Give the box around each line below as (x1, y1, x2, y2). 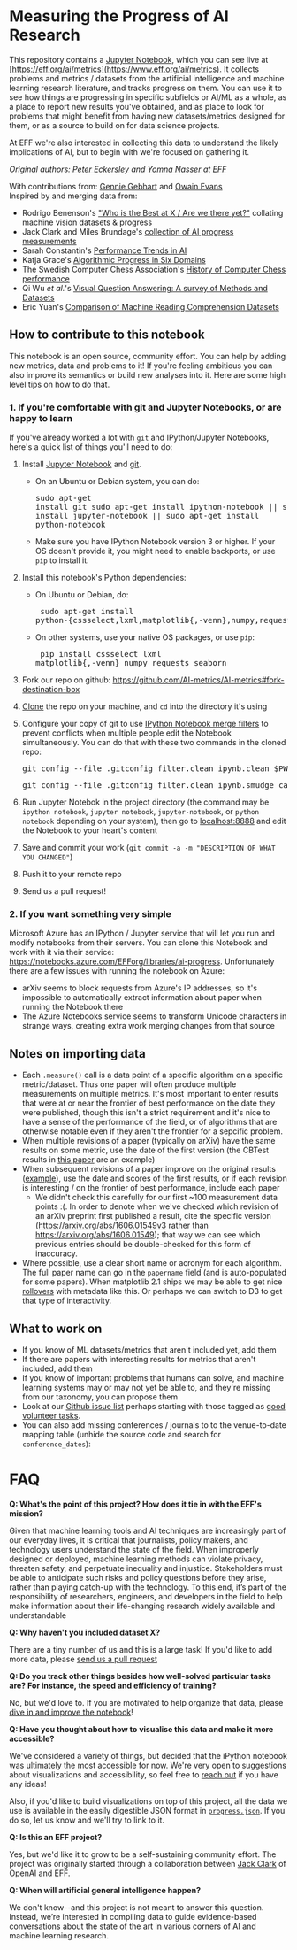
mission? (9, 1507, 44, 1519)
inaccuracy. (34, 1248, 78, 1259)
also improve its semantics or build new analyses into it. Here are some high (9, 369, 286, 380)
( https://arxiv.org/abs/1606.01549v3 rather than (34, 1220, 209, 1231)
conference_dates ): (21, 1438, 91, 1449)
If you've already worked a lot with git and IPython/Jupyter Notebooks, (9, 432, 270, 443)
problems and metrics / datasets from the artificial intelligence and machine (9, 73, 285, 83)
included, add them (21, 1363, 93, 1374)
